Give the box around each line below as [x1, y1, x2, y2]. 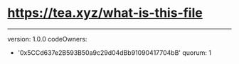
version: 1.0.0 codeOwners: [7, 34, 87, 43]
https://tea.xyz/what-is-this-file [7, 5, 203, 21]
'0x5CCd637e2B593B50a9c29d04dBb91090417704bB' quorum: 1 [17, 48, 212, 57]
